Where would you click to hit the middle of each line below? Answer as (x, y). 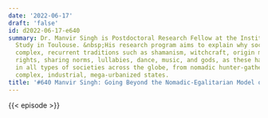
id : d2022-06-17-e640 (44, 30)
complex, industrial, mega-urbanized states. (93, 75)
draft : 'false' (33, 23)
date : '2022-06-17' (41, 16)
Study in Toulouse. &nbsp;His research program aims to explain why (132, 45)
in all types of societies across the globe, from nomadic (116, 68)
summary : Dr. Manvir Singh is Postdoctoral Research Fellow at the (123, 38)
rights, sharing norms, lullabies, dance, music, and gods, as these (133, 61)
